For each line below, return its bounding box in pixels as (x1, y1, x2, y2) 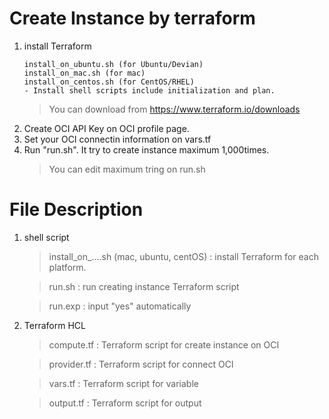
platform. (48, 261, 87, 273)
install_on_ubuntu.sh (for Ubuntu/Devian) (23, 59, 204, 69)
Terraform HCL (23, 319, 86, 331)
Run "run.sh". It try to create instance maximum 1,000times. (23, 143, 270, 156)
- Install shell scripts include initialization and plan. (23, 85, 276, 96)
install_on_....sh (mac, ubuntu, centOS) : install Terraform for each (48, 250, 319, 262)
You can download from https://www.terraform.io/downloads (48, 103, 301, 115)
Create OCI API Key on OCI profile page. (23, 122, 190, 134)
